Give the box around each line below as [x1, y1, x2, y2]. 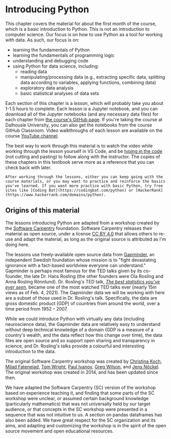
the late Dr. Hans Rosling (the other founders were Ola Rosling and [23, 273, 164, 279]
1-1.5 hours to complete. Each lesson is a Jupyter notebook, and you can [5, 105, 158, 112]
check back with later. [5, 164, 52, 170]
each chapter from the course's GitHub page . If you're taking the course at [5, 116, 163, 122]
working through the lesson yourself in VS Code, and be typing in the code [5, 148, 162, 154]
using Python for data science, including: [12, 63, 99, 69]
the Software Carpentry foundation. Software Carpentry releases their [5, 225, 153, 231]
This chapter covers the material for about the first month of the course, [5, 20, 157, 27]
